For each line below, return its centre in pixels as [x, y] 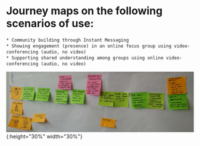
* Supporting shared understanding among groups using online [85, 58]
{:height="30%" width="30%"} [44, 137]
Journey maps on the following [84, 11]
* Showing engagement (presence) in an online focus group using [89, 46]
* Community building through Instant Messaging [68, 40]
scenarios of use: [50, 23]
